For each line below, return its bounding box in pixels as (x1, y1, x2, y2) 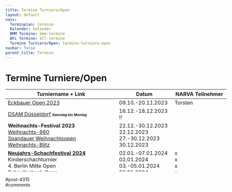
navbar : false (5, 45, 36, 51)
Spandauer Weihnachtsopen (8, 135, 76, 142)
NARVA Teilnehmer (175, 90, 223, 98)
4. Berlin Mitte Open (8, 162, 56, 170)
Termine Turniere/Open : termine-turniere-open (10, 41, 111, 46)
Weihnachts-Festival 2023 (8, 122, 75, 129)
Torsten (174, 99, 193, 106)
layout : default (5, 12, 40, 17)
